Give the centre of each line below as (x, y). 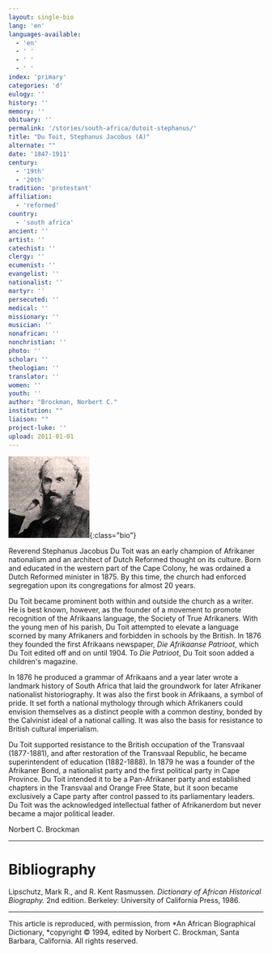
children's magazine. (43, 661)
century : (23, 162)
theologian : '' (34, 368)
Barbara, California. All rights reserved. (73, 941)
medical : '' (28, 308)
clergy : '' (27, 257)
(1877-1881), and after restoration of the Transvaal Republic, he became (127, 753)
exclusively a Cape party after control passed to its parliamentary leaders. (132, 796)
